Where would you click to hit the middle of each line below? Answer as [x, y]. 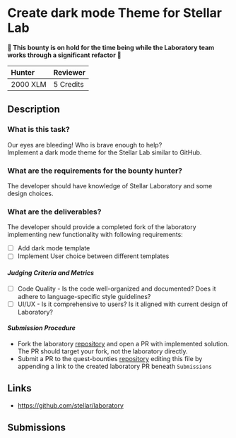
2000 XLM [29, 84]
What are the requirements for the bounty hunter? [95, 171]
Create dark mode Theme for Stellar [115, 13]
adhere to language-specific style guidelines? [84, 296]
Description [34, 110]
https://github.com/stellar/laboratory [70, 405]
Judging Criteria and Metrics [51, 272]
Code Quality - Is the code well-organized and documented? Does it [117, 288]
